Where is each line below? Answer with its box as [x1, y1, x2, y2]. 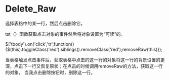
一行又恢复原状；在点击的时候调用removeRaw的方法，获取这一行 [27, 63, 163, 69]
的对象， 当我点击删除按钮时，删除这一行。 [5, 69, 95, 75]
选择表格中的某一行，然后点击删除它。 [5, 20, 85, 26]
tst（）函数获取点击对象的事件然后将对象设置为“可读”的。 [5, 31, 125, 37]
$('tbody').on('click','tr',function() [5, 41, 74, 47]
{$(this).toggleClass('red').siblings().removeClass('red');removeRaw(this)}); [5, 46, 163, 52]
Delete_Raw [5, 3, 57, 15]
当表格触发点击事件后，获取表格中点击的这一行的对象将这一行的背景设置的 [5, 56, 160, 63]
